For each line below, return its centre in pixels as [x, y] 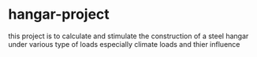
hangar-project [59, 14]
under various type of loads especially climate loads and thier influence [124, 44]
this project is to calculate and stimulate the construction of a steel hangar [128, 36]
